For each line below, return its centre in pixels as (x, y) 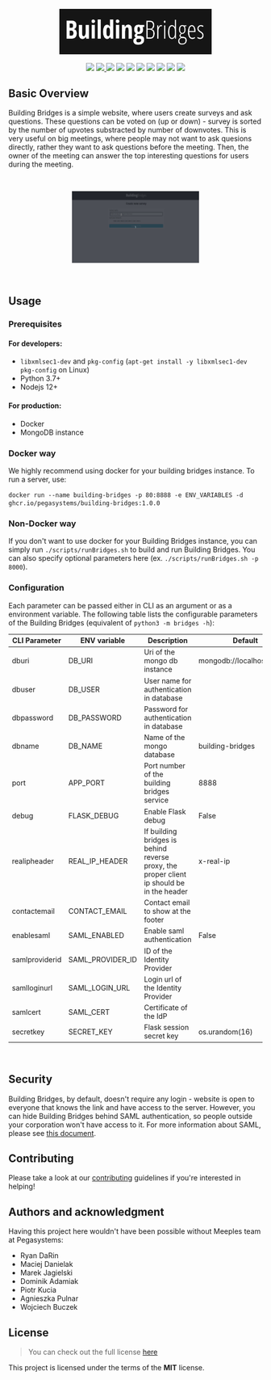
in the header (166, 891)
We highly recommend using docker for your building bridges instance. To (132, 470)
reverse (156, 856)
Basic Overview (49, 93)
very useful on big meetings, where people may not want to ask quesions (130, 139)
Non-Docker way (42, 524)
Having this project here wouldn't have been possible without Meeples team (135, 1231)
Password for (166, 709)
